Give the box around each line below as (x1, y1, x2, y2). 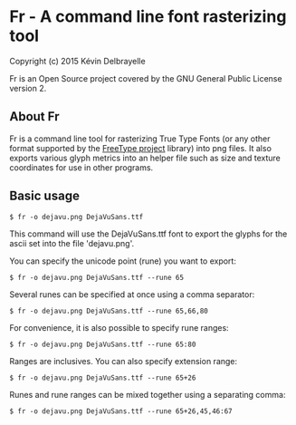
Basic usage (9, 188, 80, 204)
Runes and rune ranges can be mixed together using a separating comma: (9, 389, 286, 400)
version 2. (9, 82, 47, 93)
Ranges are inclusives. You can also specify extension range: (9, 355, 238, 366)
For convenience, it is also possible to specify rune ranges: (9, 322, 229, 333)
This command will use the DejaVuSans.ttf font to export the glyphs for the (9, 228, 288, 239)
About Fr (9, 109, 60, 124)
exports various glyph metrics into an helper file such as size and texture (9, 152, 281, 163)
